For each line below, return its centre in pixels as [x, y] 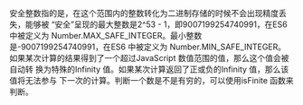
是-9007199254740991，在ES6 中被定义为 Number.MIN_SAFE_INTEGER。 [148, 47]
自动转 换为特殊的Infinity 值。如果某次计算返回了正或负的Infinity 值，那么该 [149, 69]
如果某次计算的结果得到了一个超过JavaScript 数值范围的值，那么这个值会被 [149, 58]
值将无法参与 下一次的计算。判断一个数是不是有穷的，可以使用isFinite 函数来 [151, 80]
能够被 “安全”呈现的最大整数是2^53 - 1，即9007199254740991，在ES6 [156, 24]
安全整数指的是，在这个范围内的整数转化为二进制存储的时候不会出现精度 [144, 13]
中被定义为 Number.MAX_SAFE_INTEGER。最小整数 [106, 35]
